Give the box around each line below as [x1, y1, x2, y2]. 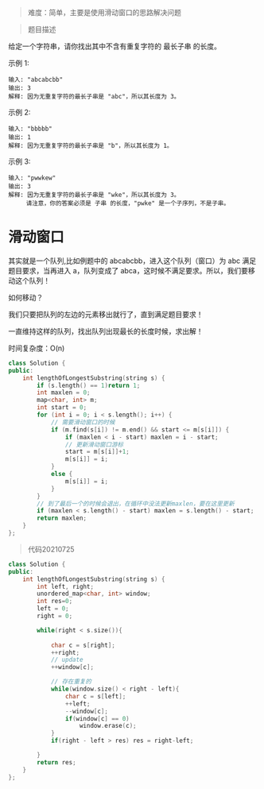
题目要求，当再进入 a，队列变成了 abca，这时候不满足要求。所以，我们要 [8, 265, 249, 275]
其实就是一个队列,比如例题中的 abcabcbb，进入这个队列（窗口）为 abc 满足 [8, 256, 257, 265]
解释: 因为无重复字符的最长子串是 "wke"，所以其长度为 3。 [8, 191, 181, 199]
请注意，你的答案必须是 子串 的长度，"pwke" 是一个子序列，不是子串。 [25, 199, 231, 207]
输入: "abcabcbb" [8, 75, 64, 83]
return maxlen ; [37, 514, 87, 523]
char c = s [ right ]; [50, 641, 115, 649]
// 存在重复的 [50, 678, 91, 686]
